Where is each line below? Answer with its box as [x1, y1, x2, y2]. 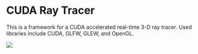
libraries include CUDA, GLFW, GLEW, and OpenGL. [6, 29, 134, 37]
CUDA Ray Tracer [6, 4, 95, 17]
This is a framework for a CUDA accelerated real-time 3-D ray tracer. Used [6, 23, 192, 31]
